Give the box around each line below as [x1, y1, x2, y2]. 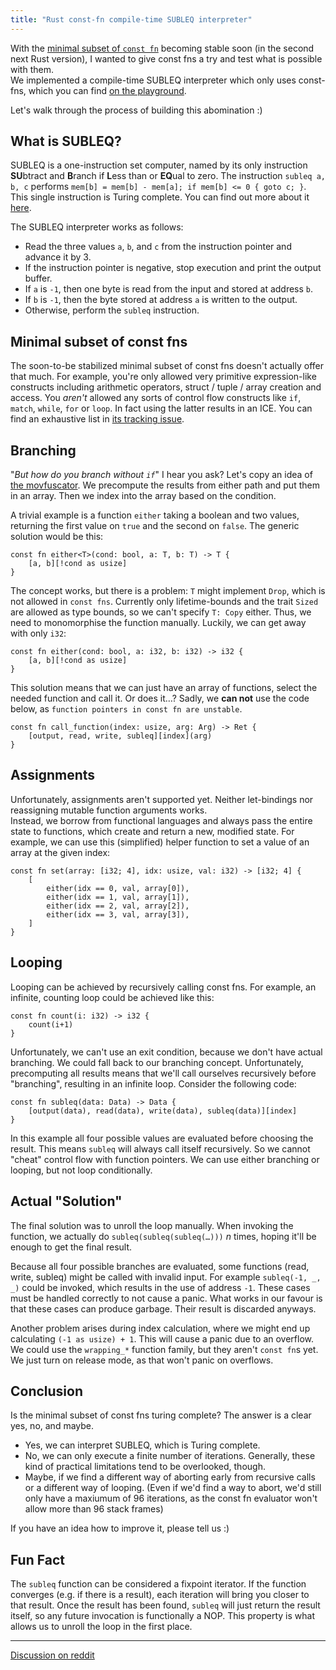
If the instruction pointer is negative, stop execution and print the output [24, 262, 322, 274]
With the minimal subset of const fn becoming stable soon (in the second [10, 42, 315, 54]
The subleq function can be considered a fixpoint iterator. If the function [10, 1578, 307, 1590]
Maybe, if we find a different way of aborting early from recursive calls [24, 1471, 316, 1483]
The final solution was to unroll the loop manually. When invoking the [10, 1219, 294, 1231]
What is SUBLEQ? [10, 133, 122, 150]
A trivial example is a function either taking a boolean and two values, [10, 509, 300, 521]
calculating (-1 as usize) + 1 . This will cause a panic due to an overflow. [10, 1332, 315, 1345]
